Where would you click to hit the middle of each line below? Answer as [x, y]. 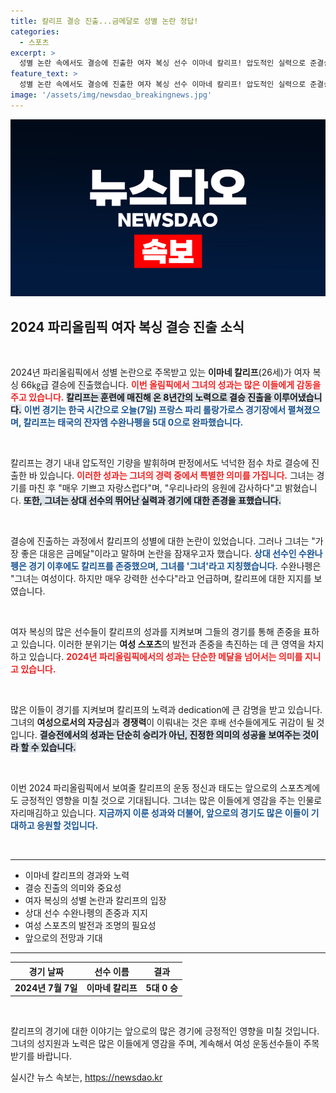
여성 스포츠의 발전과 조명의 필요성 [90, 926]
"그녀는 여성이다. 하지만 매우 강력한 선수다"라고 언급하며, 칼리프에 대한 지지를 [161, 579]
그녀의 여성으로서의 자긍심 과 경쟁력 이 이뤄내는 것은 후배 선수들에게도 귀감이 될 [162, 722]
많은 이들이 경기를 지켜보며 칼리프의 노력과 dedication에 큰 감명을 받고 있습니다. [166, 710]
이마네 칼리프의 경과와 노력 [77, 876]
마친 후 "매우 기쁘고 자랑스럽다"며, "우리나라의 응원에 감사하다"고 [155, 488]
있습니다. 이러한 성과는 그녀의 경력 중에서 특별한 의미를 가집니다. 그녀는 [177, 476]
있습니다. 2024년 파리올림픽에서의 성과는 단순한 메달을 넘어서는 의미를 [165, 657]
